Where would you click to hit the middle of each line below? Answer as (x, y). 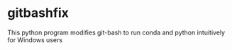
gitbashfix (38, 13)
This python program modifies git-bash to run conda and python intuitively (116, 32)
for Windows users (35, 39)
